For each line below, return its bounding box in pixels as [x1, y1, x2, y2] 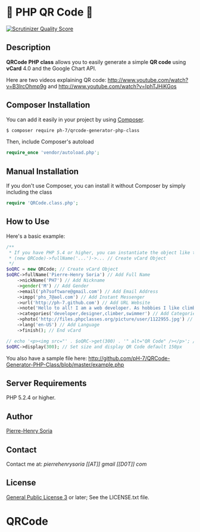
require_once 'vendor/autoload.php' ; [6, 149, 100, 156]
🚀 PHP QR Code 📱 [6, 5, 93, 19]
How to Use [6, 216, 50, 227]
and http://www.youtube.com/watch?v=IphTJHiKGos [47, 82, 177, 90]
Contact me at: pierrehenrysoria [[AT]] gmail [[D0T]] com [6, 460, 147, 467]
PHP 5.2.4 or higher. [6, 394, 56, 401]
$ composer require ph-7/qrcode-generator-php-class [6, 127, 140, 133]
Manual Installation [6, 166, 79, 176]
